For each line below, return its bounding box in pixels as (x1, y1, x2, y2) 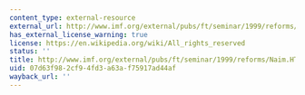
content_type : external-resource (9, 13, 136, 23)
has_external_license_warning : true (9, 30, 148, 39)
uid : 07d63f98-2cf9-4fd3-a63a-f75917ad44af (9, 64, 177, 73)
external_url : (9, 22, 64, 31)
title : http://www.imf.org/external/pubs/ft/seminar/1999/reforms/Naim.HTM (9, 55, 302, 64)
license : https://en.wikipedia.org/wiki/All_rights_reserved (9, 38, 246, 48)
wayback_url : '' (9, 72, 71, 81)
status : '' (9, 47, 51, 56)
